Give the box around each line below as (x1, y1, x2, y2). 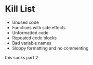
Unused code (12, 19, 39, 25)
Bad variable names (12, 40, 52, 46)
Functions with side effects (12, 24, 66, 30)
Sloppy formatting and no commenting (12, 45, 89, 51)
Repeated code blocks (12, 35, 57, 41)
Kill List (5, 3, 35, 15)
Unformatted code (12, 30, 49, 35)
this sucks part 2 (5, 54, 39, 60)
